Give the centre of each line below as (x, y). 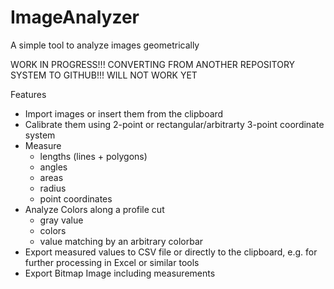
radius (53, 188)
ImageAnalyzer (75, 17)
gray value (61, 220)
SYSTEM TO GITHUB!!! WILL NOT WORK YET (104, 75)
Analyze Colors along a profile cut (94, 209)
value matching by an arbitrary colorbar (121, 241)
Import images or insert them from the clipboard (124, 113)
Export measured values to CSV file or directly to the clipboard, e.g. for (171, 252)
